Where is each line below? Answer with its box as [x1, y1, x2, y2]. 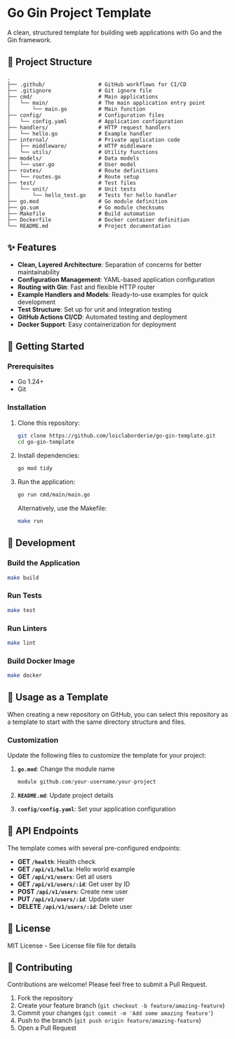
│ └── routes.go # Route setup [7, 173, 140, 180]
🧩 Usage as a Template [7, 691, 109, 703]
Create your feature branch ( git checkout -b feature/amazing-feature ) [17, 1001, 225, 1010]
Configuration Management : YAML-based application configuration [17, 275, 215, 283]
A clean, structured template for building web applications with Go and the [7, 28, 222, 37]
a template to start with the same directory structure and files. [7, 718, 186, 726]
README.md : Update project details [17, 791, 114, 799]
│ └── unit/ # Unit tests [7, 185, 137, 193]
